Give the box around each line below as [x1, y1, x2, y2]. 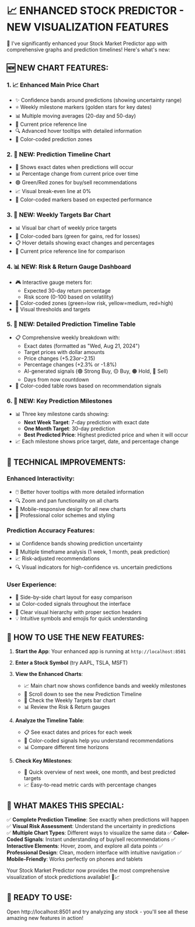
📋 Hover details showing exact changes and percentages [15, 239, 155, 246]
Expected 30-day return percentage [23, 287, 111, 294]
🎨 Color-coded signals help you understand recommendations [23, 737, 174, 744]
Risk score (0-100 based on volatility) [23, 293, 114, 300]
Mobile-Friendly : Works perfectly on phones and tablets [6, 856, 143, 863]
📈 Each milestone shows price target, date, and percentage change [15, 438, 179, 445]
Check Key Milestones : [15, 757, 72, 764]
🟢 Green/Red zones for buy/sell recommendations [15, 178, 137, 186]
